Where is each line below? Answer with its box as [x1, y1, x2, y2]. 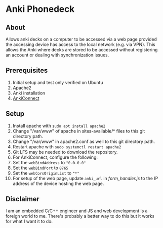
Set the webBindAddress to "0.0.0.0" [12, 159, 86, 165]
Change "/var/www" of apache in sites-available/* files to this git [12, 128, 145, 134]
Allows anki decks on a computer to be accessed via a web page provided [5, 36, 157, 42]
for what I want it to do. [5, 219, 53, 225]
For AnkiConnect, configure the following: [12, 154, 98, 160]
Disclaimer [5, 195, 40, 203]
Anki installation [12, 90, 45, 96]
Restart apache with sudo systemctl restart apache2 [12, 143, 122, 149]
